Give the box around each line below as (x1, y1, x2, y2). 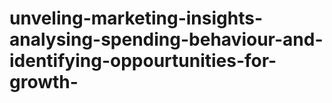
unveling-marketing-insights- (9, 7, 263, 30)
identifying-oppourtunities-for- (9, 50, 277, 72)
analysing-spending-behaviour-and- (9, 28, 324, 51)
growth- (9, 71, 79, 94)
